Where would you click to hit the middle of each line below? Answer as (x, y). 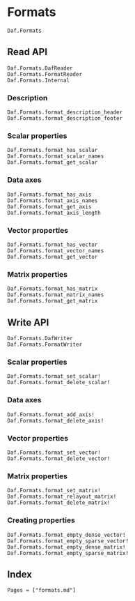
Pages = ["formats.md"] (42, 591)
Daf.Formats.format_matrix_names (56, 295)
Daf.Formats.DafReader (40, 68)
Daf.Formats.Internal (39, 80)
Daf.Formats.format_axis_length (54, 213)
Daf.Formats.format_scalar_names (56, 157)
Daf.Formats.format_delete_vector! (59, 458)
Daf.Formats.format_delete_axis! (56, 420)
